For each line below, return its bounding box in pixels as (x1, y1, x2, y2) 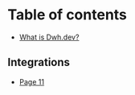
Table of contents (7, 6, 128, 24)
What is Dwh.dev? (18, 32, 80, 42)
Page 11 (18, 76, 45, 86)
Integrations (7, 56, 70, 69)
